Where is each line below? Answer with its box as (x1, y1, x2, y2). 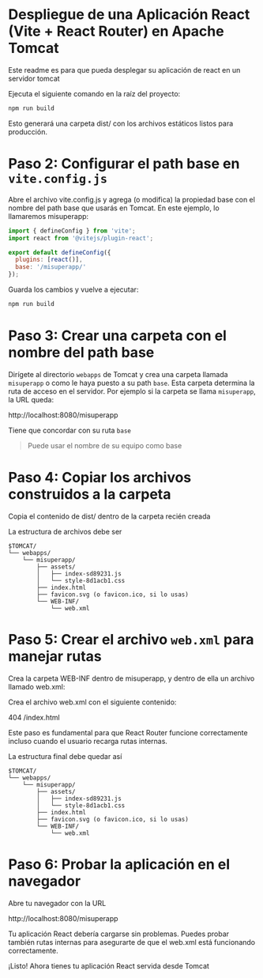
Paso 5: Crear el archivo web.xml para (8, 630, 254, 648)
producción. (8, 126, 47, 136)
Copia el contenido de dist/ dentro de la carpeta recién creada (8, 512, 211, 521)
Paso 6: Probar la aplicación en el (8, 855, 231, 873)
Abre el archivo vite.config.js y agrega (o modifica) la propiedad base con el (8, 194, 255, 204)
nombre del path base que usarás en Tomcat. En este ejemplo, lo (8, 203, 220, 213)
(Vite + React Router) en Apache (8, 22, 224, 40)
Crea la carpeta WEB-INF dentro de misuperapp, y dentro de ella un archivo (8, 674, 255, 683)
